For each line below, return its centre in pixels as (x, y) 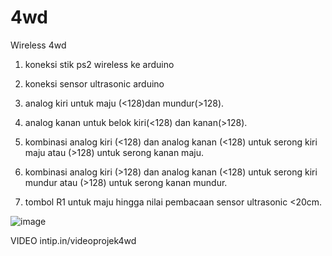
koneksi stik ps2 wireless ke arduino (99, 64)
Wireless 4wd (38, 45)
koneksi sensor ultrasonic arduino (94, 83)
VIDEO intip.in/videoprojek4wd (73, 240)
